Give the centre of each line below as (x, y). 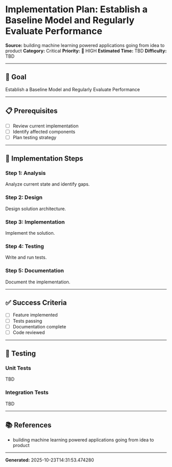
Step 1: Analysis (26, 173)
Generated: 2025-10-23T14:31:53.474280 (50, 460)
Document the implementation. (38, 282)
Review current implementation (46, 126)
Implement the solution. (30, 233)
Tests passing (27, 321)
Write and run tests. (26, 257)
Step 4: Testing (25, 246)
